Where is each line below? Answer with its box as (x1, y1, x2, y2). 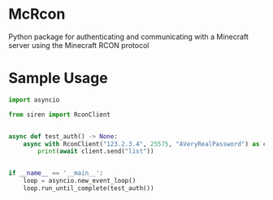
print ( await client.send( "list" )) (37, 147, 154, 155)
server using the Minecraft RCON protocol (8, 40, 149, 50)
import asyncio (8, 95, 60, 104)
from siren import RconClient (8, 111, 111, 119)
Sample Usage (8, 69, 108, 88)
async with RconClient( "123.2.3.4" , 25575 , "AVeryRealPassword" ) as (23, 140, 260, 148)
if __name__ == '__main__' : (8, 169, 104, 177)
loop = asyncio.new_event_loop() (23, 176, 136, 185)
